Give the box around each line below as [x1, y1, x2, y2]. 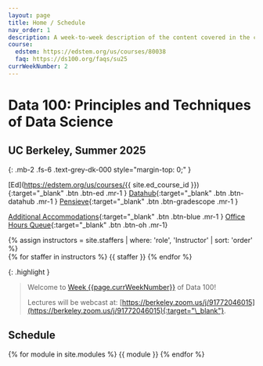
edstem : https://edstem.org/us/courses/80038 [15, 48, 167, 56]
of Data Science [8, 113, 113, 130]
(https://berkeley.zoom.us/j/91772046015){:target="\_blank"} [27, 306, 225, 315]
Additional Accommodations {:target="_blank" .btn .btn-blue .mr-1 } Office [8, 212, 245, 221]
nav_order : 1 [8, 26, 51, 34]
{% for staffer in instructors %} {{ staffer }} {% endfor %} [8, 252, 193, 261]
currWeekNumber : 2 [8, 63, 68, 71]
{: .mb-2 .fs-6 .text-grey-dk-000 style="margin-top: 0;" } [8, 165, 192, 174]
